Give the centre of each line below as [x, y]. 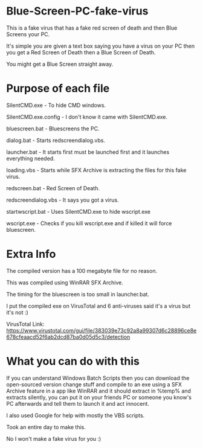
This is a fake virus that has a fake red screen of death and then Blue [92, 28]
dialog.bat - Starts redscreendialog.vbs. [56, 140]
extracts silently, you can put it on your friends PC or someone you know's [99, 397]
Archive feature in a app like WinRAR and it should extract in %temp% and [99, 391]
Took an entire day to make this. [46, 427]
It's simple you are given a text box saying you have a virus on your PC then [101, 46]
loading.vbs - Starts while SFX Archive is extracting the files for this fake [96, 170]
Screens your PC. [28, 34]
